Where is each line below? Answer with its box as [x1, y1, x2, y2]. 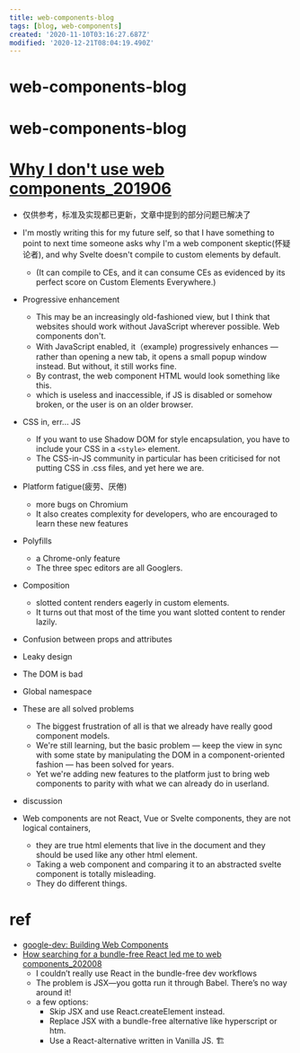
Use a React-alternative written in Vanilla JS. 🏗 [49, 1035, 225, 1046]
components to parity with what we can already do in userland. [35, 778, 269, 789]
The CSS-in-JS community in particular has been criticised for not [35, 453, 281, 464]
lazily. [35, 616, 57, 627]
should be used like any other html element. [35, 849, 198, 860]
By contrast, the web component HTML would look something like [35, 370, 280, 381]
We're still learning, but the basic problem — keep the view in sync [35, 739, 283, 750]
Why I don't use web [9, 159, 165, 180]
